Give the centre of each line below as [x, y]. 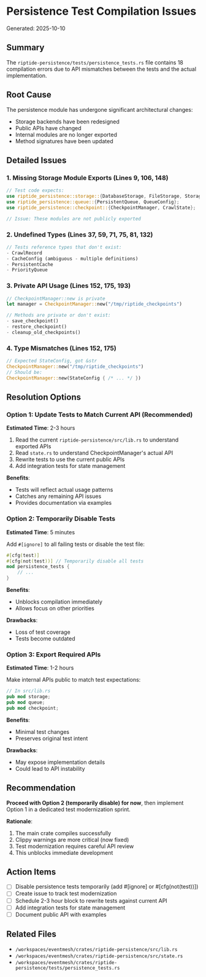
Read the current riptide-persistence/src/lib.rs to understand [97, 440]
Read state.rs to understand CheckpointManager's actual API [94, 453]
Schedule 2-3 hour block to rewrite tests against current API [91, 900]
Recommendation [41, 788]
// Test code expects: [35, 191]
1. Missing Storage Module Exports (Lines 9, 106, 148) [87, 177]
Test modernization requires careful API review [74, 846]
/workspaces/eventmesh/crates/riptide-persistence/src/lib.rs [96, 949]
